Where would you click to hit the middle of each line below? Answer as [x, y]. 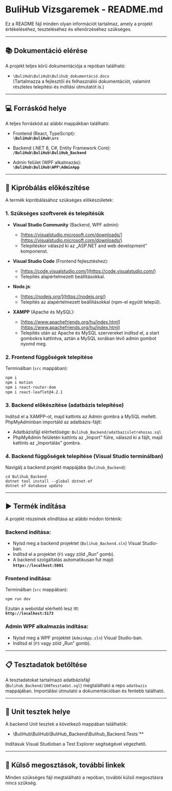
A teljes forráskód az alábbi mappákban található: [57, 123]
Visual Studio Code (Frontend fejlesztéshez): [60, 261]
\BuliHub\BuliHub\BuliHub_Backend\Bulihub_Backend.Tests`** [78, 734]
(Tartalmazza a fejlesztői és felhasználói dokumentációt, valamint [81, 81]
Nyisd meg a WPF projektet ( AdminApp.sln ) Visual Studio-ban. [78, 638]
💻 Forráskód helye [36, 108]
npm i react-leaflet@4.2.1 [34, 392]
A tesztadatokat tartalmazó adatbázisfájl [48, 680]
